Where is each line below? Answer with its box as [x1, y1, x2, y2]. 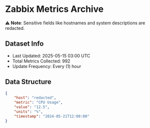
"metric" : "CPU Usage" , [14, 100, 63, 105]
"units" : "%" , [14, 109, 43, 115]
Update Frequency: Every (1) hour [12, 63, 82, 69]
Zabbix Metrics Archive [5, 3, 104, 15]
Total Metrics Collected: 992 [12, 58, 71, 64]
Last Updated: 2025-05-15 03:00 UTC [12, 53, 91, 59]
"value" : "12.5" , [14, 105, 50, 110]
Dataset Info [5, 40, 44, 48]
